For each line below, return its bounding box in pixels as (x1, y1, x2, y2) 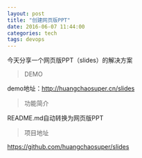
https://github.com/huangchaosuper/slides (7, 143, 130, 151)
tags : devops (7, 36, 45, 43)
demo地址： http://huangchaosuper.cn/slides (7, 84, 135, 93)
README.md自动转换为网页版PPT (7, 114, 104, 123)
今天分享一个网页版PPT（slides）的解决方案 (7, 56, 133, 65)
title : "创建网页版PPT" (7, 17, 71, 24)
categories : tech (7, 29, 57, 37)
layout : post (7, 10, 45, 17)
